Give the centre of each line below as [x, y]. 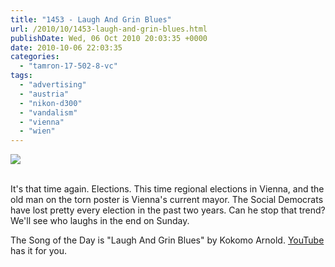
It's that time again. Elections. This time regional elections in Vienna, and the [167, 189]
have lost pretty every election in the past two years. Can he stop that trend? [168, 210]
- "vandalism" [48, 112]
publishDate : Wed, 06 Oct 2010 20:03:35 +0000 [109, 38]
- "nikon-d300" [51, 103]
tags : [21, 76]
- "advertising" [53, 85]
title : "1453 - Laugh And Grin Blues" [91, 19]
